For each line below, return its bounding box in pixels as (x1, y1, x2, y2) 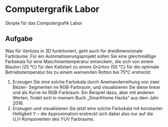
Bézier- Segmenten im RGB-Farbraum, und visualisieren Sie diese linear (12, 84, 161, 90)
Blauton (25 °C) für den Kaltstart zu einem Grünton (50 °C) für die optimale (5, 63, 159, 69)
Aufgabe (5, 34, 33, 43)
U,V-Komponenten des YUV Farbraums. (12, 116, 95, 122)
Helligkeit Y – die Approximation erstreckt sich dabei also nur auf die (12, 110, 153, 116)
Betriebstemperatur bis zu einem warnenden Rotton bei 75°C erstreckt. (5, 69, 151, 75)
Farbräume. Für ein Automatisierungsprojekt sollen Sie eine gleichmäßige (5, 53, 156, 59)
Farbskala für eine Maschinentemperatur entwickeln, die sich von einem (5, 58, 154, 64)
